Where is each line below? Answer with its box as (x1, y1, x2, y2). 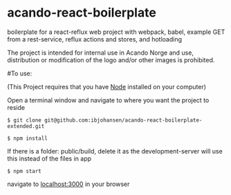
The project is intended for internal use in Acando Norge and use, (7, 48, 194, 57)
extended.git (7, 122, 45, 129)
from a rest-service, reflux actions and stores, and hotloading (7, 35, 182, 43)
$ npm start (7, 167, 41, 174)
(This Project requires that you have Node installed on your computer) (7, 82, 206, 91)
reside (7, 103, 26, 111)
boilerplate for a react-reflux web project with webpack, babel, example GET (7, 28, 225, 36)
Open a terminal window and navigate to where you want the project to (7, 95, 210, 104)
